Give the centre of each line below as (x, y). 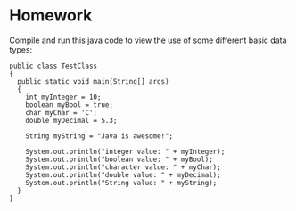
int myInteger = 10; (63, 97)
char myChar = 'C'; (62, 112)
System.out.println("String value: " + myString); (121, 183)
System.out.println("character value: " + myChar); (123, 167)
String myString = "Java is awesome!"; (99, 136)
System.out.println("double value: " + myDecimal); (123, 174)
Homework (51, 16)
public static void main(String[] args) (93, 81)
